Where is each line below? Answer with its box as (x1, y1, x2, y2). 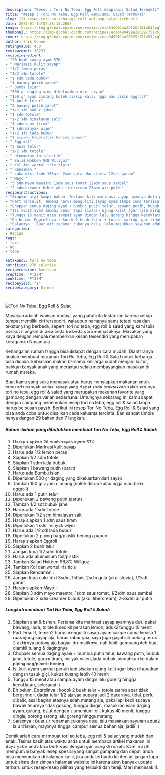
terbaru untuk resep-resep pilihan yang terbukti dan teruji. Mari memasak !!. (5, 764, 159, 770)
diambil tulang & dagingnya (12, 645, 68, 651)
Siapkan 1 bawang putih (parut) (12, 465, 76, 471)
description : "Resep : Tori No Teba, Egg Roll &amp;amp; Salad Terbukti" (5, 7, 160, 12)
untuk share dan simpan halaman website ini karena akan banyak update (5, 759, 152, 765)
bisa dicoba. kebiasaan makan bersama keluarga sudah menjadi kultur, (5, 359, 148, 365)
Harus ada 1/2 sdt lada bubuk (12, 527, 72, 533)
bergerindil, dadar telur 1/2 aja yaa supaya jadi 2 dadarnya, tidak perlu (12, 692, 154, 698)
